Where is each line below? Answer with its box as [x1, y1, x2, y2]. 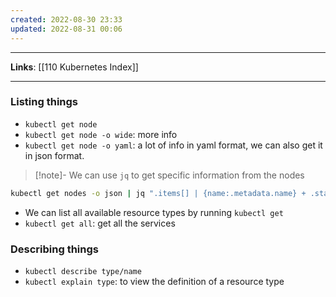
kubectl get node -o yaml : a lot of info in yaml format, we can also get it [24, 139, 323, 151]
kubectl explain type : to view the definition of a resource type [24, 275, 285, 287]
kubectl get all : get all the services [24, 217, 176, 229]
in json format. [24, 149, 85, 161]
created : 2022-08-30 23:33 [10, 14, 123, 25]
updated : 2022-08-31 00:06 [10, 24, 123, 34]
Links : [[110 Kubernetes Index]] [10, 61, 139, 73]
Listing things [10, 95, 78, 109]
